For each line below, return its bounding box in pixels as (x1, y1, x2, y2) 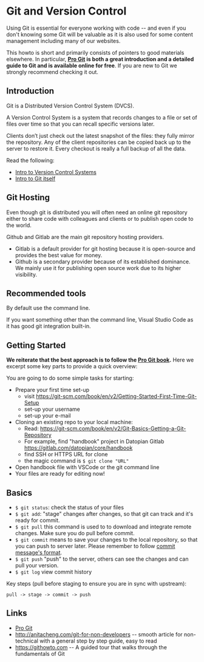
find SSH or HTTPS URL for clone (24, 451, 108, 458)
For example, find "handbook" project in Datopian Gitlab (24, 438, 165, 445)
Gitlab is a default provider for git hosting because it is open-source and (15, 245, 195, 252)
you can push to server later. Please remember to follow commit (15, 542, 175, 550)
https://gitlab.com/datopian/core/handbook (24, 444, 133, 451)
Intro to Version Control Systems (15, 168, 97, 175)
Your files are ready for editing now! (15, 470, 105, 478)
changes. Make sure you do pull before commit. (15, 530, 135, 536)
